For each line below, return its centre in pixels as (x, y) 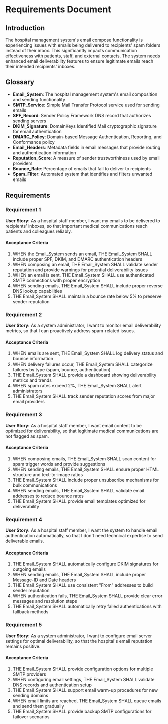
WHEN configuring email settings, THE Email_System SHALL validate (83, 679)
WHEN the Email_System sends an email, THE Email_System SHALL (82, 254)
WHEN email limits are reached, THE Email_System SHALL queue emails (87, 701)
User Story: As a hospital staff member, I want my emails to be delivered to (83, 220)
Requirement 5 (24, 625)
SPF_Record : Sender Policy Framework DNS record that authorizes (82, 115)
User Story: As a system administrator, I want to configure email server (79, 636)
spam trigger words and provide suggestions (59, 464)
